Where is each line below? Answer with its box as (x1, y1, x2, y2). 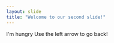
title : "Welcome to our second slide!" (6, 14, 106, 20)
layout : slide (6, 8, 42, 15)
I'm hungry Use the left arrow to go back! (6, 30, 108, 37)
